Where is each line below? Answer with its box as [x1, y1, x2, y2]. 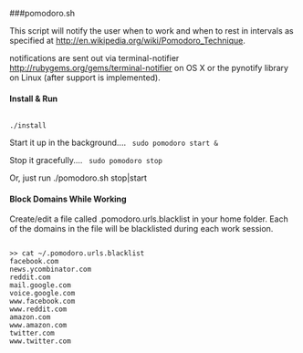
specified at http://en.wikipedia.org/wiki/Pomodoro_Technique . [9, 36, 246, 46]
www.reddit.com [9, 305, 68, 314]
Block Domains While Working [9, 193, 127, 204]
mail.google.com [9, 281, 71, 290]
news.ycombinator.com [9, 265, 92, 275]
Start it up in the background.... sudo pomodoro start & [9, 137, 219, 149]
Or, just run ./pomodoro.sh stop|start [9, 172, 148, 183]
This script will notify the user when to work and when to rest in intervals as [9, 26, 294, 36]
